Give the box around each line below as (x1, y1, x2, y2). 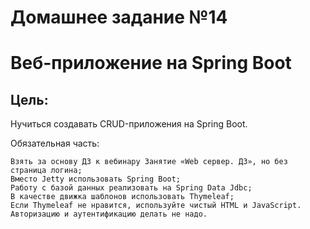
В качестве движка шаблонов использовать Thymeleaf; (10, 192, 235, 202)
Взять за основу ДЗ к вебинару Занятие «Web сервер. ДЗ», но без (10, 157, 288, 167)
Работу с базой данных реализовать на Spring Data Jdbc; (10, 183, 253, 193)
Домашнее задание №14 (10, 6, 228, 29)
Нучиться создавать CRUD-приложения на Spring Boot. (10, 118, 248, 130)
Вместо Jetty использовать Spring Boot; (10, 174, 182, 185)
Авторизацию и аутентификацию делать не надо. (10, 209, 208, 220)
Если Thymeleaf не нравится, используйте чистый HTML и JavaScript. (10, 201, 302, 211)
